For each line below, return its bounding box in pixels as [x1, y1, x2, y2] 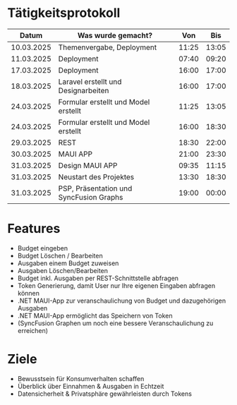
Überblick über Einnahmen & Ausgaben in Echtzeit [17, 382, 164, 390]
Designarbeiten [58, 85, 109, 95]
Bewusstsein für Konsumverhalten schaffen [17, 374, 145, 382]
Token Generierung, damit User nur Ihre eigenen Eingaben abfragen [17, 281, 216, 290]
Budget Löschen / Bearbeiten [17, 251, 104, 260]
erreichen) [17, 326, 48, 334]
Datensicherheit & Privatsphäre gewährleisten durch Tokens [17, 389, 193, 398]
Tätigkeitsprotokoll [7, 5, 121, 21]
